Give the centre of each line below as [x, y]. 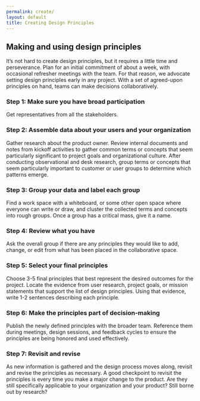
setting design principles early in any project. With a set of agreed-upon [94, 80]
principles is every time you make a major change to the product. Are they [97, 379]
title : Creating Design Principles [50, 23]
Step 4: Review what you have [51, 231]
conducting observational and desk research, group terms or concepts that [98, 162]
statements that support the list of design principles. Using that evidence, [96, 291]
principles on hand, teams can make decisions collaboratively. [82, 86]
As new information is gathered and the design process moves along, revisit [99, 367]
